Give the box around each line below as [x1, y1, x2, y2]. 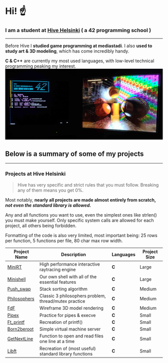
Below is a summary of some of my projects [5, 149, 144, 158]
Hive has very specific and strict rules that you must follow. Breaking [17, 181, 159, 188]
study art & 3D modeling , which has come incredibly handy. [5, 48, 129, 54]
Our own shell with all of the [39, 273, 97, 280]
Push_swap [7, 286, 31, 292]
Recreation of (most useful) [39, 345, 96, 351]
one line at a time [39, 338, 75, 344]
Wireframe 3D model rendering [39, 305, 104, 311]
